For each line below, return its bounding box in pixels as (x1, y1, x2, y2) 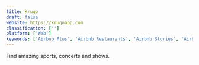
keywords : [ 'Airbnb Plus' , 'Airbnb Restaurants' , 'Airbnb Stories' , (6, 36, 179, 42)
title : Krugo (6, 8, 38, 15)
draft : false (6, 14, 38, 20)
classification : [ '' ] (6, 25, 60, 31)
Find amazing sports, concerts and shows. (6, 53, 110, 59)
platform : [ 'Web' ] (6, 31, 52, 37)
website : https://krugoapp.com (6, 19, 84, 25)
